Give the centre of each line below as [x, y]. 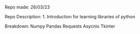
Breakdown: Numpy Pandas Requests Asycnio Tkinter [60, 26]
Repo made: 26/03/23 [27, 7]
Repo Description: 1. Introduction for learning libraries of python [70, 17]
